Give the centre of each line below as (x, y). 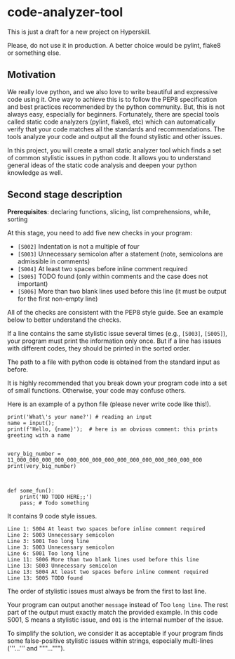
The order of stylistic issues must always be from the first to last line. (107, 591)
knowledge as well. (35, 172)
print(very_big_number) (42, 466)
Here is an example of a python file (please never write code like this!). (109, 404)
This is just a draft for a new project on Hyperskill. (79, 32)
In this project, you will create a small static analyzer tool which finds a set (114, 150)
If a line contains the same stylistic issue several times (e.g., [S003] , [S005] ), (117, 333)
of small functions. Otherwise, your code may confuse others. (96, 390)
